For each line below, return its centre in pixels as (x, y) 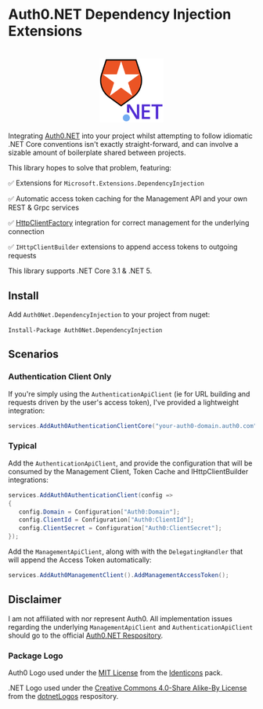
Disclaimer (35, 599)
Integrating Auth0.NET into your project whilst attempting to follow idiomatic (130, 136)
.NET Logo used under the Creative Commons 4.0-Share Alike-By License (128, 688)
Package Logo (36, 656)
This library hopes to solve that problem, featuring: (90, 168)
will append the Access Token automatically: (80, 560)
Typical (23, 446)
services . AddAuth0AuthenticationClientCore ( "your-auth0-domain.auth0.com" (133, 426)
